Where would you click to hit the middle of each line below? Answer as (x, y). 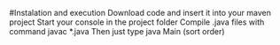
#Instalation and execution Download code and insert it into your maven (140, 13)
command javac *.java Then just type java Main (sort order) (117, 31)
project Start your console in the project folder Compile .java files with (137, 22)
